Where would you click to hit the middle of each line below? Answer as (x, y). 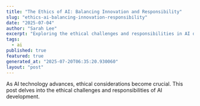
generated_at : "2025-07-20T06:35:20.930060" (62, 61)
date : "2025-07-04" (30, 23)
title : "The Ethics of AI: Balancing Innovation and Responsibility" (94, 12)
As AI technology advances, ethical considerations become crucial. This (95, 84)
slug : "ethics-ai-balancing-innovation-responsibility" (77, 17)
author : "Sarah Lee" (32, 28)
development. (23, 96)
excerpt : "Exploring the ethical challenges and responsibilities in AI (98, 34)
